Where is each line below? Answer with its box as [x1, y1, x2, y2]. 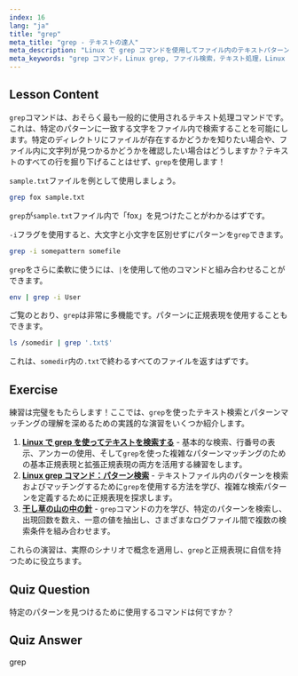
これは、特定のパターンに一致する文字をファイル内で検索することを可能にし [9, 123, 289, 133]
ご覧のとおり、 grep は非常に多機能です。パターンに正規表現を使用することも [9, 310, 288, 321]
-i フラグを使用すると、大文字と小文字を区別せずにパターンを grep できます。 [9, 228, 288, 240]
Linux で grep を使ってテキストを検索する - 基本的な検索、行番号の [21, 437, 268, 448]
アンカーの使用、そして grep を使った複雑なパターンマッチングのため [37, 448, 286, 458]
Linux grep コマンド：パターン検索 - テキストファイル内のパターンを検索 [21, 470, 289, 481]
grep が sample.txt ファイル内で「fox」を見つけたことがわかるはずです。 [9, 210, 271, 220]
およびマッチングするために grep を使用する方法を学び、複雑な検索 [21, 481, 264, 492]
